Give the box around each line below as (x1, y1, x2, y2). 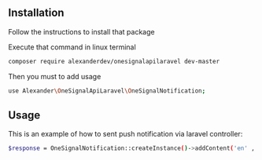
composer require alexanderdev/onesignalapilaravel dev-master (8, 57, 220, 65)
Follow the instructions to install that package (8, 27, 155, 36)
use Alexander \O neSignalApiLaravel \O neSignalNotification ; (8, 86, 206, 95)
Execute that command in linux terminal (8, 42, 136, 52)
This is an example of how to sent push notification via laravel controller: (8, 129, 243, 139)
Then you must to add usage (8, 71, 101, 81)
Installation (8, 6, 65, 20)
